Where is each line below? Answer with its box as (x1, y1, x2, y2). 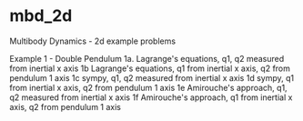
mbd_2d (9, 5, 73, 26)
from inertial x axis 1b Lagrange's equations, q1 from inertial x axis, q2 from (9, 63, 291, 74)
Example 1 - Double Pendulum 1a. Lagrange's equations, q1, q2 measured (9, 53, 285, 64)
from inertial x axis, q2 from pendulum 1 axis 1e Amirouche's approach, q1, (9, 82, 288, 93)
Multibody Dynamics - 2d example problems (9, 35, 176, 46)
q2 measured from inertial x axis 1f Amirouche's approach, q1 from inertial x (9, 92, 293, 103)
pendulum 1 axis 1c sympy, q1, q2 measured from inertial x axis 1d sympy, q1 (9, 72, 294, 83)
